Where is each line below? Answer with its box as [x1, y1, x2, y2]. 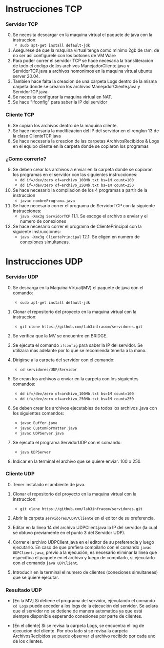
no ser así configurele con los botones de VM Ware [12, 53, 116, 59]
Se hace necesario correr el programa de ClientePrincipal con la [12, 223, 142, 230]
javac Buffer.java [20, 420, 58, 425]
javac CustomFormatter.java [20, 426, 77, 431]
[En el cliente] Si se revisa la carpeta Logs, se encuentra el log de [12, 623, 144, 628]
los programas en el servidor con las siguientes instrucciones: [12, 172, 138, 177]
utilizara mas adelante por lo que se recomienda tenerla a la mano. [12, 347, 147, 353]
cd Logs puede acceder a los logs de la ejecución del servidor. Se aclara [12, 603, 158, 609]
